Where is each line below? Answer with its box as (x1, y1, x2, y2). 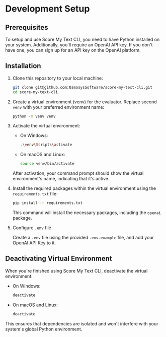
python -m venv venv (12, 114, 56, 119)
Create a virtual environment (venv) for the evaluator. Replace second (12, 99, 157, 105)
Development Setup (5, 3, 90, 15)
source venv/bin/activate (20, 161, 74, 166)
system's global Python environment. (5, 326, 82, 332)
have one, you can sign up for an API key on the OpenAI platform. (5, 47, 141, 53)
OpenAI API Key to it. (12, 240, 56, 246)
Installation (5, 61, 41, 71)
